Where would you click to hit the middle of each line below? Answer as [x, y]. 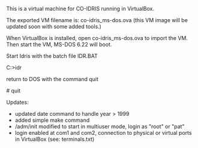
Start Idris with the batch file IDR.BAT [52, 56]
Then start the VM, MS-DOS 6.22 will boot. [59, 44]
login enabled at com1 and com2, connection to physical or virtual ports [103, 133]
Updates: [17, 102]
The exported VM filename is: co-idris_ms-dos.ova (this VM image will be [97, 20]
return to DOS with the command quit [52, 79]
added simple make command [52, 120]
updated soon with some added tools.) [54, 27]
